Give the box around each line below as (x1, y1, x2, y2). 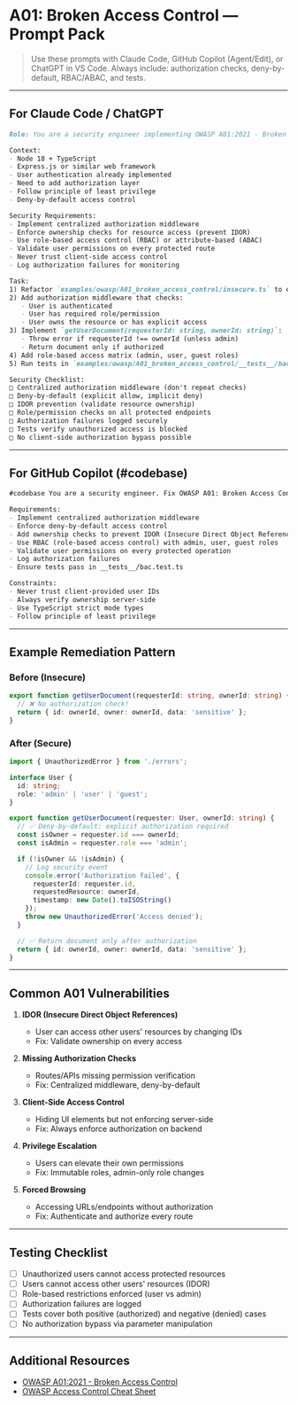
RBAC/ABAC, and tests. (60, 72, 146, 82)
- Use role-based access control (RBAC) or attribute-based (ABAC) (9, 236, 263, 245)
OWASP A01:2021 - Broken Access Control (21, 1377, 179, 1387)
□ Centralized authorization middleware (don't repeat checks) (9, 383, 247, 393)
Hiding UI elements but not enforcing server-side (34, 1114, 214, 1125)
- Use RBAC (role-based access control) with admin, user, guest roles (9, 538, 278, 547)
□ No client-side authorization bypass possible (9, 433, 192, 441)
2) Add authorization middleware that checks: (9, 293, 184, 302)
